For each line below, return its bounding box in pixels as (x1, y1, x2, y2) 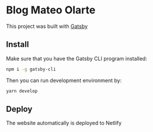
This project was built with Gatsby (6, 23, 88, 30)
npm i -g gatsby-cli (6, 66, 57, 72)
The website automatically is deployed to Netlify (6, 120, 122, 127)
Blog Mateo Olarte (6, 3, 96, 17)
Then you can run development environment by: (6, 77, 122, 84)
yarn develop (6, 88, 38, 94)
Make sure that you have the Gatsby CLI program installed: (6, 55, 147, 62)
